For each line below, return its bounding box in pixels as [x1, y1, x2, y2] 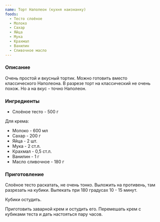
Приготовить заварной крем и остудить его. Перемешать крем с [5, 206, 141, 212]
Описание [5, 64, 31, 71]
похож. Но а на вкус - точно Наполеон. [5, 85, 86, 91]
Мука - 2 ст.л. [12, 143, 41, 149]
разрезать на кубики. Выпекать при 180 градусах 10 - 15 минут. [5, 187, 138, 193]
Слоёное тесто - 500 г [12, 109, 59, 115]
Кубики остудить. [5, 197, 41, 202]
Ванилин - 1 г [12, 154, 40, 160]
